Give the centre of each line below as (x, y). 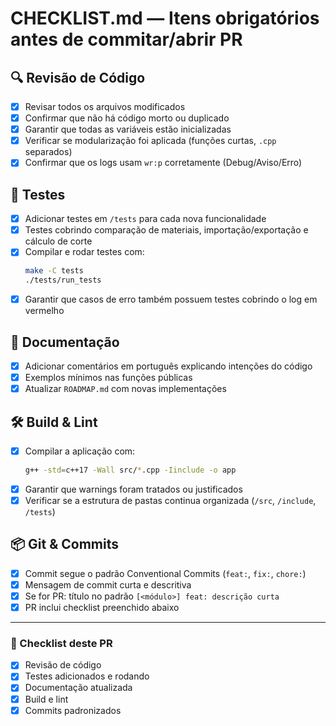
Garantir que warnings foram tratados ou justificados (133, 489)
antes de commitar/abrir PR (126, 39)
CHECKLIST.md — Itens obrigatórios (165, 18)
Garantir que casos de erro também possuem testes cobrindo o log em (171, 299)
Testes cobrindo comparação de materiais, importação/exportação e (166, 230)
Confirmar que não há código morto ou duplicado (127, 118)
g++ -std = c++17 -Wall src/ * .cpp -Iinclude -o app (130, 470)
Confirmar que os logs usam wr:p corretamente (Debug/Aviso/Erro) (163, 163)
